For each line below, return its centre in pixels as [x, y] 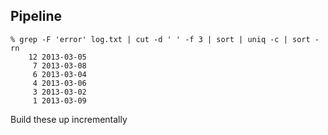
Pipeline [36, 16]
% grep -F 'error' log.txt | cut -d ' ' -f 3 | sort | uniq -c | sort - [165, 39]
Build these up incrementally [69, 119]
